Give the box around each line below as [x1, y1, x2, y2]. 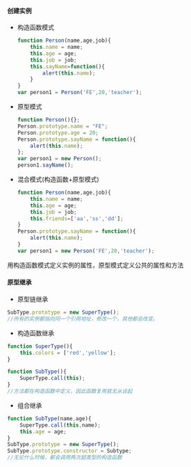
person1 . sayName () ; [17, 162, 74, 169]
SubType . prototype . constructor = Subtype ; [7, 447, 132, 454]
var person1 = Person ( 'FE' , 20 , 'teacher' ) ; [17, 89, 142, 96]
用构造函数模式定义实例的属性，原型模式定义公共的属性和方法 [7, 261, 184, 269]
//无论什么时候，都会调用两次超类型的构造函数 [7, 454, 123, 461]
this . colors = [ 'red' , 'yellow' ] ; [19, 349, 117, 356]
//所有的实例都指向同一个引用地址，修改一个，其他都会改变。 [7, 315, 158, 322]
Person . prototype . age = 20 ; [17, 129, 99, 136]
